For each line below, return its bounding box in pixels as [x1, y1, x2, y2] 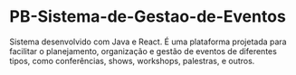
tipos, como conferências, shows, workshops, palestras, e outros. [9, 55, 255, 66]
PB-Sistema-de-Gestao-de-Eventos [9, 6, 287, 27]
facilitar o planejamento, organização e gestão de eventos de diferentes [9, 45, 278, 56]
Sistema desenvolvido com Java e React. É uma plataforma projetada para [9, 36, 287, 47]
